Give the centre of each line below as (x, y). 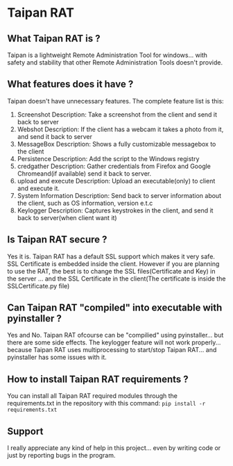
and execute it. (38, 188)
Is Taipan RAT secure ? (57, 240)
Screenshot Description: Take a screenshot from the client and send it (117, 114)
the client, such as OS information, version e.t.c (85, 203)
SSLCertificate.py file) (38, 285)
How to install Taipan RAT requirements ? (98, 379)
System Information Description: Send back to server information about (119, 195)
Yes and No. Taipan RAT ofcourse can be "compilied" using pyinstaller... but (115, 335)
